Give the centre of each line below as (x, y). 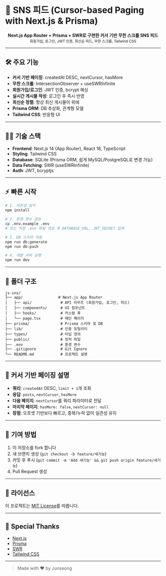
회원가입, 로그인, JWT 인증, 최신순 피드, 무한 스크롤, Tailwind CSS (83, 41)
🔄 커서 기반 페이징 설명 (37, 375)
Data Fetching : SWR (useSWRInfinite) (51, 165)
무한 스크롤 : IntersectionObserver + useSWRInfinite (64, 83)
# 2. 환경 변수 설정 (23, 219)
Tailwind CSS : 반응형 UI (36, 114)
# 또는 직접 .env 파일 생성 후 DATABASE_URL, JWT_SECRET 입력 (65, 228)
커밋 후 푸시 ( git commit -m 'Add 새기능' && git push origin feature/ (83, 460)
